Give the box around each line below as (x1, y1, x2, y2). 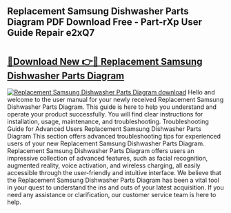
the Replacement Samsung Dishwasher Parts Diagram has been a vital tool (7, 176, 219, 184)
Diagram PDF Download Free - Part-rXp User (7, 17, 202, 28)
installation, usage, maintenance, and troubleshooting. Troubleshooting (7, 117, 209, 125)
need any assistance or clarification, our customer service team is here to (7, 191, 217, 199)
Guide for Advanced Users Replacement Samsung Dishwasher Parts (7, 125, 202, 133)
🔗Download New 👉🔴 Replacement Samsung (7, 55, 203, 68)
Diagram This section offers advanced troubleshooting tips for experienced (7, 132, 221, 140)
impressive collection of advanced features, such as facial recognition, (7, 154, 208, 162)
